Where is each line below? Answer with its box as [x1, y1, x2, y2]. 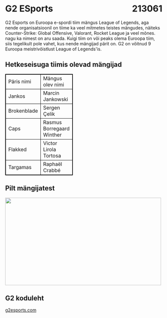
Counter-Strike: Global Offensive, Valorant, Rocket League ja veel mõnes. [5, 30, 156, 36]
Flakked [8, 146, 27, 153]
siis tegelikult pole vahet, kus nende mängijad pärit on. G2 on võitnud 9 [5, 40, 151, 46]
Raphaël [43, 160, 62, 167]
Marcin [43, 89, 60, 96]
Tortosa [43, 152, 61, 159]
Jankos [8, 93, 26, 100]
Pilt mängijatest [5, 184, 55, 192]
